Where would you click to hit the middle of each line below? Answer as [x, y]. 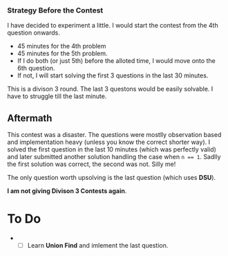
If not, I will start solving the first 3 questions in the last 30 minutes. [113, 75]
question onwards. [34, 33]
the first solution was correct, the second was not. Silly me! [92, 164]
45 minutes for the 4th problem [61, 46]
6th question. [36, 68]
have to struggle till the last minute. [57, 96]
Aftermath [30, 118]
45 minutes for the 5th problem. [63, 53]
